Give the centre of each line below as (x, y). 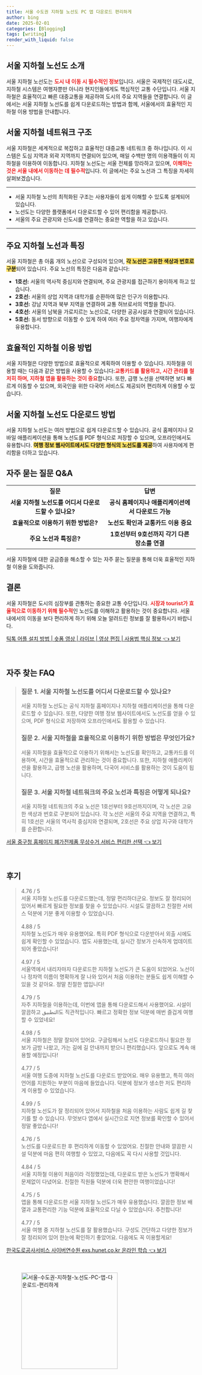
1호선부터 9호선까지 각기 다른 (150, 534)
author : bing (23, 17)
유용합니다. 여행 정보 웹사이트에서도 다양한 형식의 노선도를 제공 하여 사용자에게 (97, 445)
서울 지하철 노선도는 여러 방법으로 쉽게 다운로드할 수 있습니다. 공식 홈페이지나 (97, 430)
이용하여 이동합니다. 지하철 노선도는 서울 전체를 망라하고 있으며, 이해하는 (107, 163)
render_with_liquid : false (40, 40)
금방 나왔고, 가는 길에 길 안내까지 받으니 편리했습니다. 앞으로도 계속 (111, 1047)
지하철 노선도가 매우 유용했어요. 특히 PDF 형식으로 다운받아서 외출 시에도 (106, 933)
